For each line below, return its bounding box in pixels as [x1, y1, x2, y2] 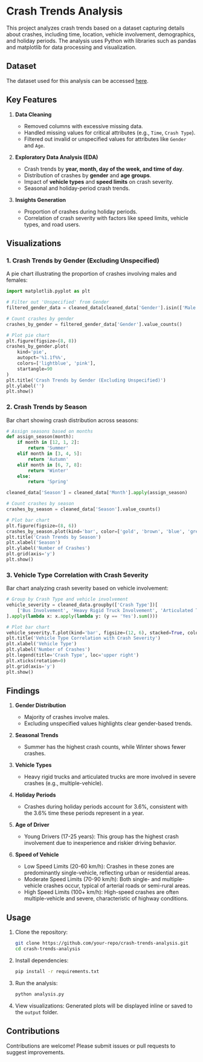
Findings [6, 685, 40, 696]
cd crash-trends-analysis [14, 946, 80, 952]
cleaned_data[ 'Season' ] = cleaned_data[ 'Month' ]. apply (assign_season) [6, 490, 188, 496]
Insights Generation [14, 196, 66, 203]
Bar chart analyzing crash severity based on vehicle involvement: [6, 585, 169, 592]
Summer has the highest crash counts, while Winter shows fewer [24, 743, 186, 751]
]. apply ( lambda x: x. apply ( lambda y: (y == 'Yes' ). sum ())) [6, 613, 158, 619]
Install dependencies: [14, 957, 69, 964]
